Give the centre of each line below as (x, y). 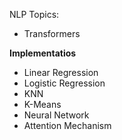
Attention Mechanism (67, 125)
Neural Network (56, 115)
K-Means (42, 104)
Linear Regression (61, 72)
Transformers (52, 33)
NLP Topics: (34, 14)
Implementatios (43, 53)
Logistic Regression (64, 83)
